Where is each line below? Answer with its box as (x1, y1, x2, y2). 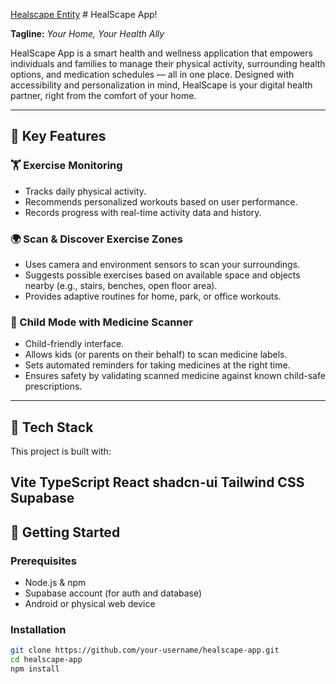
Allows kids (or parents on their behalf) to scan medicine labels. (24, 349, 288, 361)
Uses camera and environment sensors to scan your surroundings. (24, 258, 301, 270)
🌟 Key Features (10, 128, 107, 145)
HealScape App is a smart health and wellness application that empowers (10, 47, 313, 59)
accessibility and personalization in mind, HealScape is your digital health (10, 79, 313, 91)
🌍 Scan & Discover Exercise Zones (10, 232, 183, 246)
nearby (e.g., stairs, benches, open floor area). (24, 279, 218, 291)
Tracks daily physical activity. (24, 185, 147, 197)
